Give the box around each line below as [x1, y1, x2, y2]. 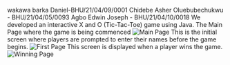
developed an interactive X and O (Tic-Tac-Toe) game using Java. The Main [7, 21, 223, 28]
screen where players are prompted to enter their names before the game [7, 35, 217, 44]
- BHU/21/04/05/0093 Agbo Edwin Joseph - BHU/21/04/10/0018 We [7, 13, 201, 21]
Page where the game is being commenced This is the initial [7, 28, 218, 36]
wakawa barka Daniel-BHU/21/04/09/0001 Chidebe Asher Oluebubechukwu [7, 6, 224, 14]
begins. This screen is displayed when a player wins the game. [7, 43, 223, 50]
